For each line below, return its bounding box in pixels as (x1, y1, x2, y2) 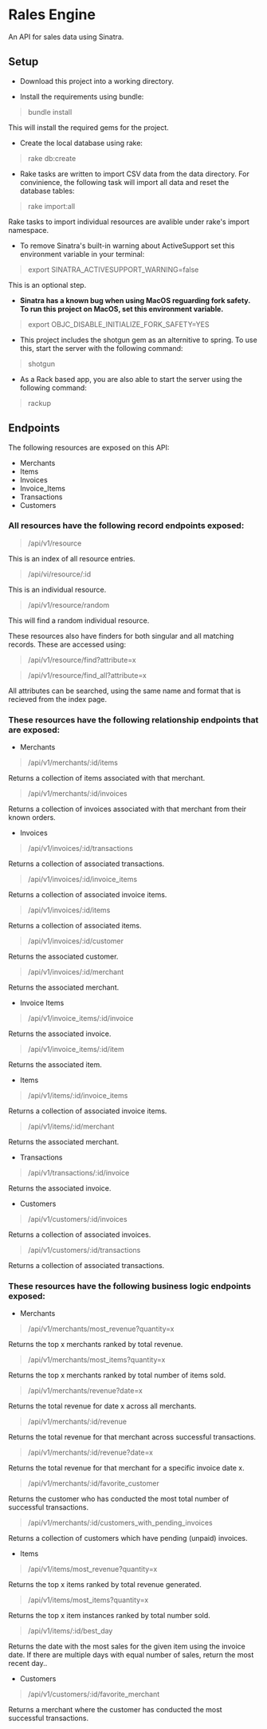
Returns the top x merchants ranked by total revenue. (8, 1340, 183, 1349)
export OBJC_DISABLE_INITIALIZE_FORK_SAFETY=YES (27, 319, 210, 329)
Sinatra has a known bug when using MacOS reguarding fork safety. (19, 295, 251, 305)
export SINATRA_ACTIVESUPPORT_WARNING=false (27, 265, 199, 274)
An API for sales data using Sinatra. (8, 32, 124, 41)
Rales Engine (8, 6, 96, 24)
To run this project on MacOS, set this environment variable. (19, 304, 224, 313)
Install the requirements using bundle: (19, 92, 144, 101)
